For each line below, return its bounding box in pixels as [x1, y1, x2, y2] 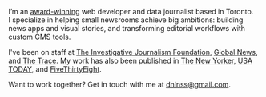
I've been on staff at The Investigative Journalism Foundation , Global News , [8, 48, 258, 56]
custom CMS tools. [8, 32, 71, 41]
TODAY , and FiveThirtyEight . [8, 64, 102, 74]
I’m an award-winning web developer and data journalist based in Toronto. [8, 7, 254, 16]
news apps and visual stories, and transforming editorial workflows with [8, 24, 246, 33]
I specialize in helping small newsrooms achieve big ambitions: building [8, 15, 244, 25]
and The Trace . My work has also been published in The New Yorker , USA [8, 56, 253, 65]
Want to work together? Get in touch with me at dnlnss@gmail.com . [8, 80, 231, 89]
